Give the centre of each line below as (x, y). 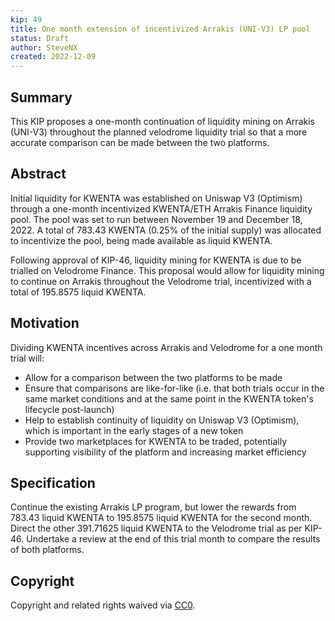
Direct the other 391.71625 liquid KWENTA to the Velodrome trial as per (156, 528)
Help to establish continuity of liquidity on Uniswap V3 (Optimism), (162, 420)
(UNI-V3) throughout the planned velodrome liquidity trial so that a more (159, 132)
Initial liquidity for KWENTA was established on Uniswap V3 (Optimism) (156, 198)
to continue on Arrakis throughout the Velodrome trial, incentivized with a (161, 281)
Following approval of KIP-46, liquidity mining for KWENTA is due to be (156, 260)
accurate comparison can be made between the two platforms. (140, 142)
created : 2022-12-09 (53, 57)
